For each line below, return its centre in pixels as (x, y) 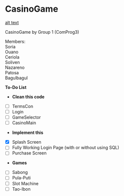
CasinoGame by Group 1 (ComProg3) (42, 32)
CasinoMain (24, 123)
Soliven (13, 62)
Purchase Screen (29, 153)
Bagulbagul (17, 78)
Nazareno (15, 67)
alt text (12, 22)
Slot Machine (25, 183)
